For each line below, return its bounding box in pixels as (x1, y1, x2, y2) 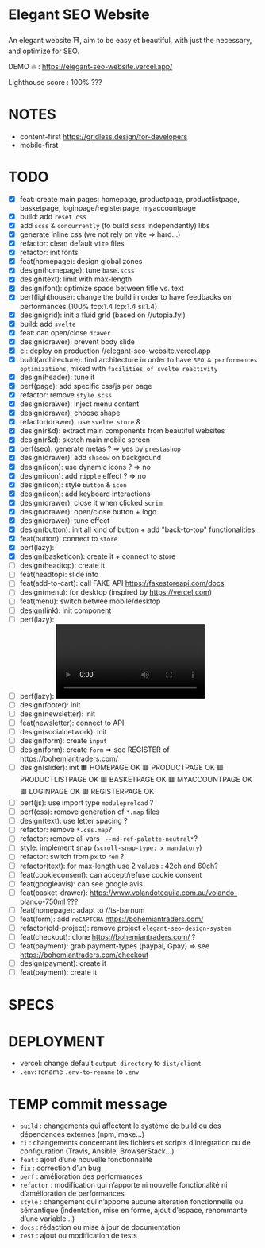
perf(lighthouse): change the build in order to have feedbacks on (19, 293, 232, 302)
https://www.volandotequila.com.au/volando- (90, 888, 238, 897)
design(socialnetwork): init (19, 727, 107, 736)
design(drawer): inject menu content (19, 399, 140, 409)
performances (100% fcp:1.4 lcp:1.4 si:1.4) (19, 301, 158, 311)
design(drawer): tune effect (19, 515, 110, 525)
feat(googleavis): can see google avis (19, 878, 143, 888)
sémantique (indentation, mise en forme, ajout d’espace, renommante (19, 1206, 248, 1215)
